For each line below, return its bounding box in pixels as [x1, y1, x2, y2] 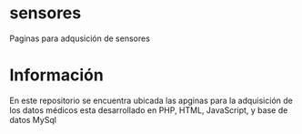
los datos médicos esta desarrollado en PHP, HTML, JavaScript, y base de [9, 104, 288, 116]
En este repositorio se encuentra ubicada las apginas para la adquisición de [9, 95, 293, 106]
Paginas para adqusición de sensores [9, 33, 150, 44]
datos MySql [9, 114, 57, 125]
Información [9, 65, 105, 86]
